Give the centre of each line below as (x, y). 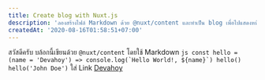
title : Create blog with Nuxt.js (63, 15)
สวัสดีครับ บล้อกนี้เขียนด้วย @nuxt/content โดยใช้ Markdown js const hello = (123, 53)
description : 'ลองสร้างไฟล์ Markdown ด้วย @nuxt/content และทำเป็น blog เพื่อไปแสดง (130, 23)
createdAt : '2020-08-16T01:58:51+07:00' (76, 30)
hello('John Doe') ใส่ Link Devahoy (66, 68)
